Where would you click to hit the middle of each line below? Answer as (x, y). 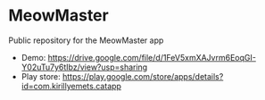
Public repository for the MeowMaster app (86, 40)
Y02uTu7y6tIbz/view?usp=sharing (84, 67)
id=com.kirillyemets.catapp (71, 86)
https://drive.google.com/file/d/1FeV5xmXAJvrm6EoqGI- (152, 57)
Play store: (41, 76)
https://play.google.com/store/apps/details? (143, 76)
